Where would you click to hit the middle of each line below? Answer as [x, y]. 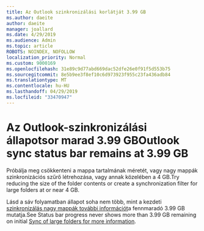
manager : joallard [30, 29]
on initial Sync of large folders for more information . [71, 221]
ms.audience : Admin [31, 40]
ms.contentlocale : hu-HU [38, 86]
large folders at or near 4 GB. [43, 189]
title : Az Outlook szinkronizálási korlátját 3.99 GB [76, 12]
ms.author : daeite [30, 18]
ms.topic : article [30, 46]
